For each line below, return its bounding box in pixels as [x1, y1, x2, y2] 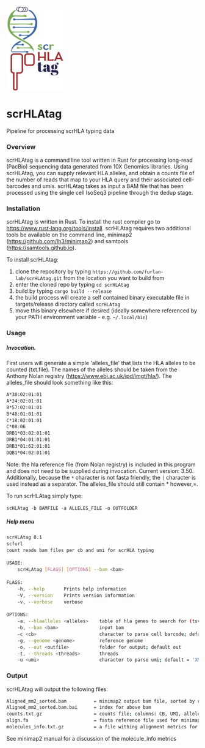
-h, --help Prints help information [17, 586, 127, 592]
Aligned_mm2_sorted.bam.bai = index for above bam [6, 705, 151, 711]
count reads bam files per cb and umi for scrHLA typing [6, 547, 154, 553]
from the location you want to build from [63, 274, 165, 282]
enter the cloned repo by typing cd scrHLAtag [15, 281, 129, 289]
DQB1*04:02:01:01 [6, 450, 51, 456]
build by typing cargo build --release [15, 287, 112, 295]
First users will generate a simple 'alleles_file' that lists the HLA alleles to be [6, 360, 196, 367]
